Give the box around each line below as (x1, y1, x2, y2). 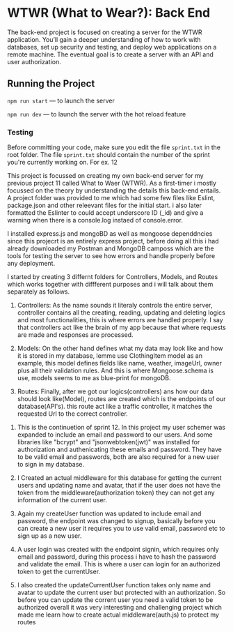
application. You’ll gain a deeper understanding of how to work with (7, 35, 201, 43)
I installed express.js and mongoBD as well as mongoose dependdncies (7, 230, 213, 238)
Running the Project (7, 78, 95, 90)
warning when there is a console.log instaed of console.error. (7, 216, 183, 225)
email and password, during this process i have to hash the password (17, 552, 216, 561)
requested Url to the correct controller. (17, 409, 129, 418)
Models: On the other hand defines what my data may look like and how (17, 344, 223, 353)
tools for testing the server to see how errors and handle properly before (7, 252, 216, 260)
